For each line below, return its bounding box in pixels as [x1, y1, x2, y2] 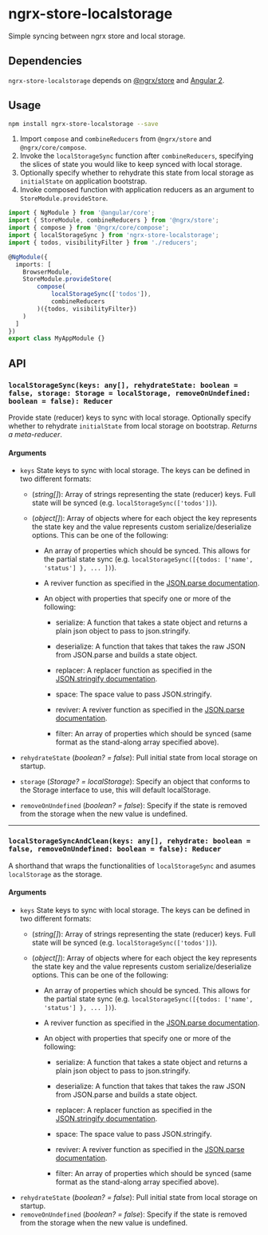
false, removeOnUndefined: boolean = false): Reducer [8, 845, 222, 854]
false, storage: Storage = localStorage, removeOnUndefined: [8, 389, 251, 397]
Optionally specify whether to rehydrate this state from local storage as [19, 168, 254, 178]
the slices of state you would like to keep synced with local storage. [19, 160, 242, 169]
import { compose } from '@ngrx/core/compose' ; [8, 224, 170, 232]
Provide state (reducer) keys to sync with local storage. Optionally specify [8, 412, 251, 422]
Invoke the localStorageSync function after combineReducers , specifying [19, 151, 254, 160]
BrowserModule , [22, 268, 73, 276]
